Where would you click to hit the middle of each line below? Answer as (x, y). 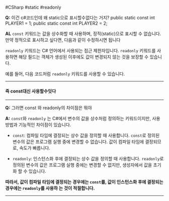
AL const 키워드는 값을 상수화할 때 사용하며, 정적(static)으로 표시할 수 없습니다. (83, 34)
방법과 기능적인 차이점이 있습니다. (38, 125)
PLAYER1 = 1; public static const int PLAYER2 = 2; (56, 23)
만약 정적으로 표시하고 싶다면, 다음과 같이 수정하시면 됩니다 (63, 40)
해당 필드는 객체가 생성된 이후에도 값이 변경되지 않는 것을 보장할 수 (83, 57)
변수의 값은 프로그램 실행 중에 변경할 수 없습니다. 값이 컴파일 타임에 (78, 142)
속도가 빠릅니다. (35, 148)
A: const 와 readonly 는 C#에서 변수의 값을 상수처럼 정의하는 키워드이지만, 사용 (83, 119)
